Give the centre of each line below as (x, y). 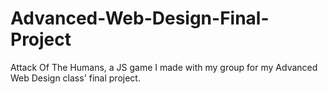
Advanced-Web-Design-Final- (140, 18)
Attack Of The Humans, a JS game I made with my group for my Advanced (164, 67)
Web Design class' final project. (75, 78)
